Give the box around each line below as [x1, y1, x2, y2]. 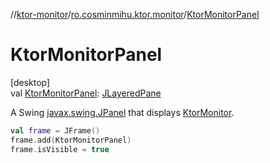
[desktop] [10, 76, 51, 88]
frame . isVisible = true [10, 144, 110, 154]
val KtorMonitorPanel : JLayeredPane [10, 87, 162, 99]
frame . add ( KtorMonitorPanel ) [10, 135, 132, 145]
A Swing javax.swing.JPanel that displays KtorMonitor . [10, 106, 235, 118]
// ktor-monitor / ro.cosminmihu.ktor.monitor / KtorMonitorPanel [10, 9, 260, 20]
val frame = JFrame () [10, 125, 101, 136]
